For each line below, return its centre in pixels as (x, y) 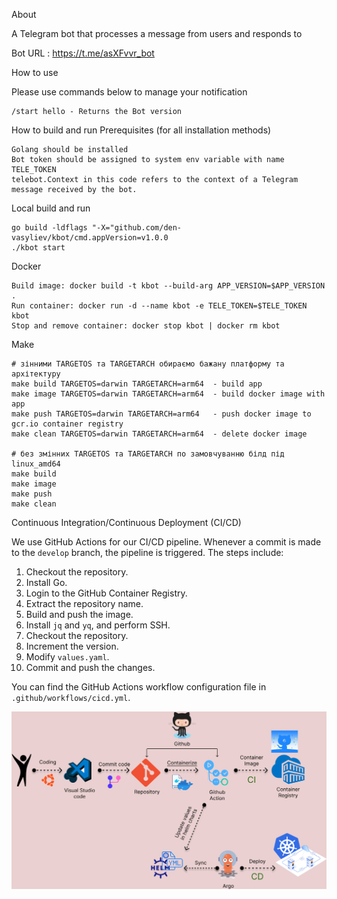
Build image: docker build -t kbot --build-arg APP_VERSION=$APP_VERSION (168, 286)
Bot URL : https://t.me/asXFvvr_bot (83, 53)
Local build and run (51, 208)
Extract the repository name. (84, 603)
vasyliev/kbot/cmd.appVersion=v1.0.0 (90, 238)
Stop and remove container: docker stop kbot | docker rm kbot (146, 326)
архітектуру (36, 374)
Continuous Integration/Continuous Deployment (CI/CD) (126, 522)
